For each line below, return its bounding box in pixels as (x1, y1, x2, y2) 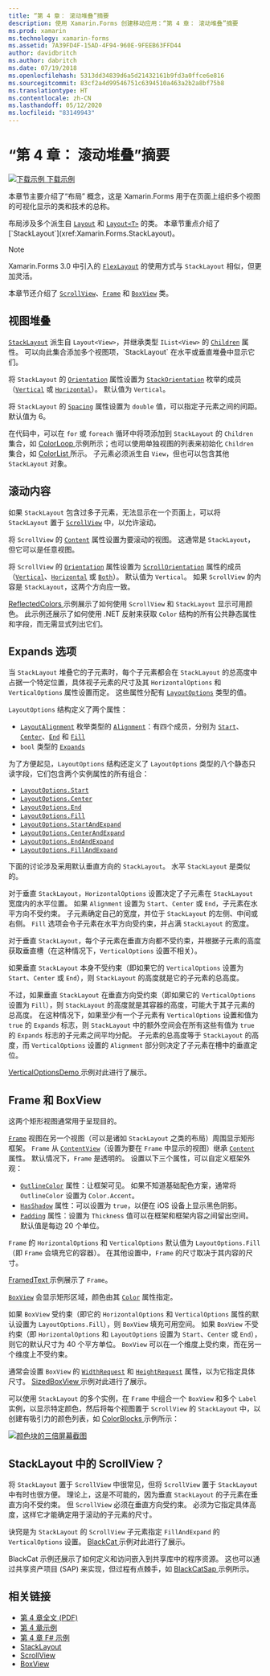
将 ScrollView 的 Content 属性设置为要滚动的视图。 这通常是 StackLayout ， (8, 534, 256, 544)
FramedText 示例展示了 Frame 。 (8, 1275, 112, 1285)
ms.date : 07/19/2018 (8, 64, 78, 72)
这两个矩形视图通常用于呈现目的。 (8, 1116, 121, 1126)
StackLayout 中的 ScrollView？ (8, 1456, 165, 1470)
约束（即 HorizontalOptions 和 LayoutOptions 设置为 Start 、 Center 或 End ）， (8, 1329, 262, 1339)
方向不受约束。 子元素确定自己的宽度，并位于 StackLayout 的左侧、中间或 (14, 909, 259, 918)
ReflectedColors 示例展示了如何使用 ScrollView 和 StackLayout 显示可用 (8, 598, 246, 608)
